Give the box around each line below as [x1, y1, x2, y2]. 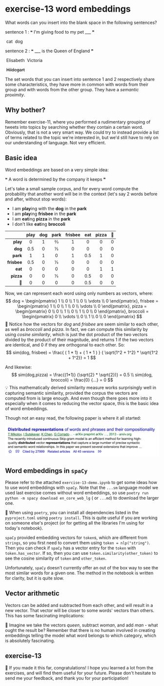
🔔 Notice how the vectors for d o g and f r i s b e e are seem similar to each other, [5, 321, 159, 327]
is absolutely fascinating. [5, 638, 55, 644]
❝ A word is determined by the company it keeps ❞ [5, 176, 106, 182]
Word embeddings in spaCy [5, 466, 88, 475]
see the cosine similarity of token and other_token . [5, 555, 106, 561]
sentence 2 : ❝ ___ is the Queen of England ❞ [5, 48, 94, 54]
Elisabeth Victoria [6, 57, 43, 63]
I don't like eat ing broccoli [12, 221, 66, 227]
